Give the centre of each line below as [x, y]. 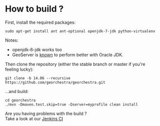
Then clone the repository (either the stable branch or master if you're [75, 64]
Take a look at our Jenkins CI [34, 118]
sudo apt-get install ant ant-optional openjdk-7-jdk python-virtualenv [80, 31]
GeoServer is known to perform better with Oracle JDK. [68, 55]
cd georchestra [20, 100]
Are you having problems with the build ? [46, 113]
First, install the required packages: [40, 22]
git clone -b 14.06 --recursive [38, 78]
